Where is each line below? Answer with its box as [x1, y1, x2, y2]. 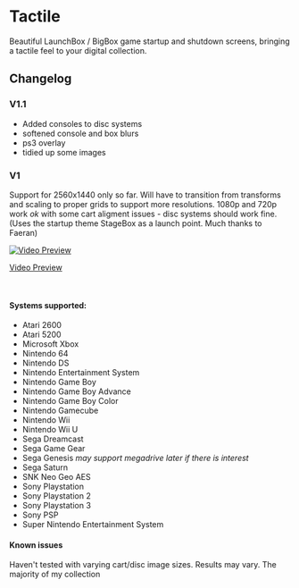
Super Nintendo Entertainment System [21, 519, 164, 530]
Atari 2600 [21, 320, 62, 331]
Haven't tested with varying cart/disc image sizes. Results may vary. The [9, 559, 277, 570]
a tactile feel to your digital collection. [9, 45, 147, 55]
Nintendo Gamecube [21, 405, 99, 416]
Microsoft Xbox [21, 339, 79, 349]
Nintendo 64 [21, 349, 69, 359]
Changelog [9, 71, 72, 87]
